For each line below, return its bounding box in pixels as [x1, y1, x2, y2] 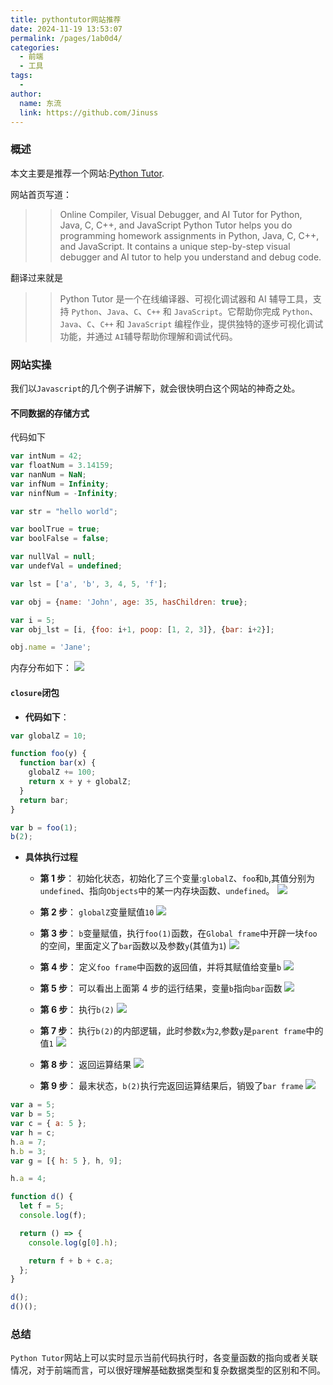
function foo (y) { [10, 749, 87, 759]
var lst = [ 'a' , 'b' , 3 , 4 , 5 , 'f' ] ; [10, 579, 168, 589]
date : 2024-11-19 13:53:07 [10, 24, 123, 34]
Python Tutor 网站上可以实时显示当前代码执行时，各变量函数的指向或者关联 [10, 1352, 318, 1364]
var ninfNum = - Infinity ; [10, 488, 118, 498]
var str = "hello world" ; [10, 506, 118, 516]
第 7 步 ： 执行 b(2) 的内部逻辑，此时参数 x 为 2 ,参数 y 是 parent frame [39, 1025, 307, 1037]
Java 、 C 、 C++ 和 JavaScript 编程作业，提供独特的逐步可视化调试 [59, 317, 324, 330]
